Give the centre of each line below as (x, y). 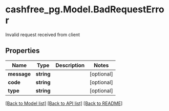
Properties (23, 51)
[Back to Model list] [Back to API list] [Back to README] (64, 103)
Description (70, 65)
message (19, 74)
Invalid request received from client (43, 34)
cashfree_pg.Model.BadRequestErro (85, 10)
